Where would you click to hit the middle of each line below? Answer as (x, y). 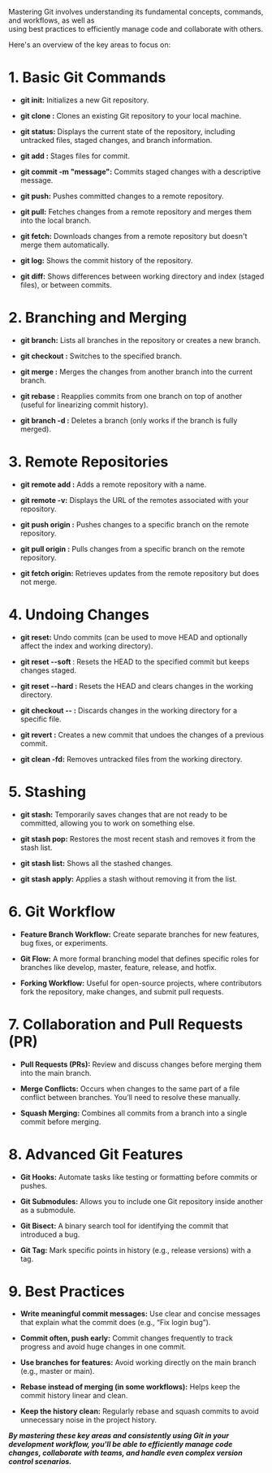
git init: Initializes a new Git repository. (84, 100)
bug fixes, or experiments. (64, 942)
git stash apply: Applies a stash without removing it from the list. (129, 879)
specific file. (41, 719)
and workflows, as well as (52, 20)
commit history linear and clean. (74, 1396)
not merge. (39, 582)
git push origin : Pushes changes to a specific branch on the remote (134, 524)
